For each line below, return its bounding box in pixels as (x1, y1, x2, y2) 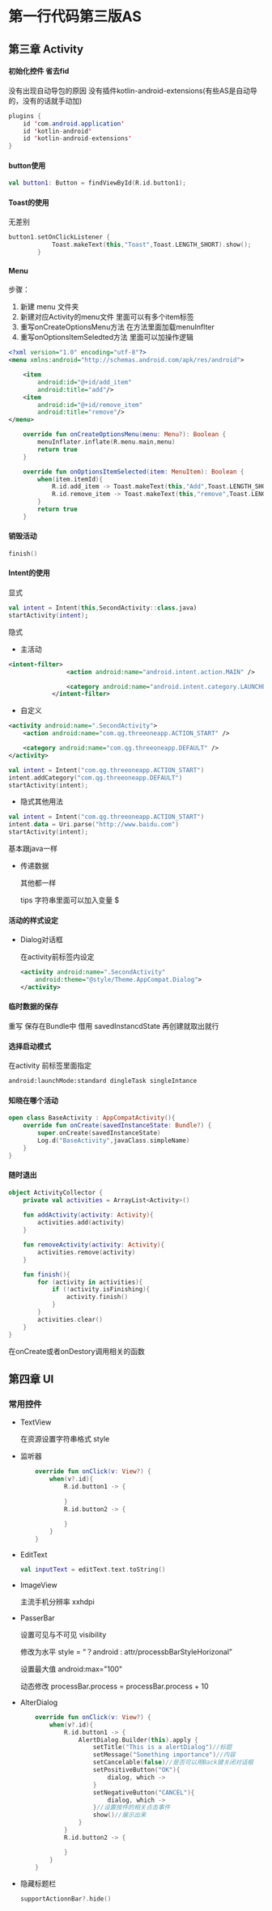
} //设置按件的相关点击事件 (92, 1803, 171, 1811)
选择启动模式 (8, 1041, 51, 1051)
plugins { (8, 112, 42, 120)
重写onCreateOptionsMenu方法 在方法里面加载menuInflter (19, 322, 215, 332)
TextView (19, 1417, 52, 1427)
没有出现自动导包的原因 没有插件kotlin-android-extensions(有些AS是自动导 (8, 86, 257, 96)
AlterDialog (19, 1697, 58, 1707)
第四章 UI (8, 1372, 54, 1386)
